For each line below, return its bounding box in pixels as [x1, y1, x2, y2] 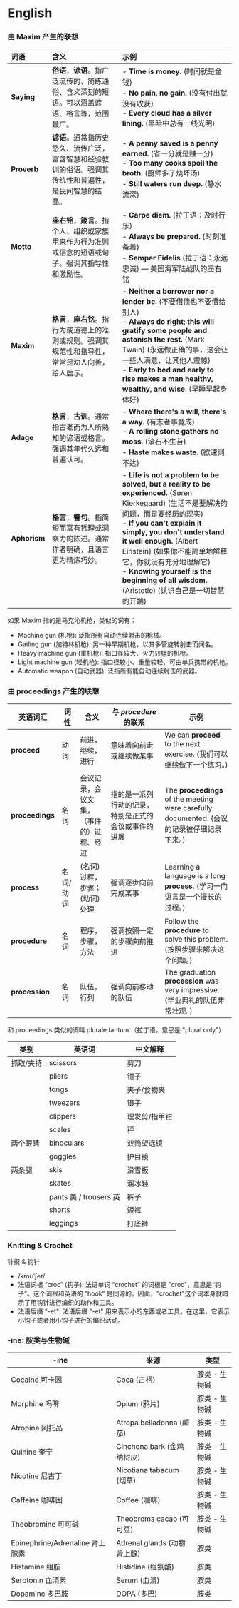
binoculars [48, 1138, 85, 1148]
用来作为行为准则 [52, 237, 110, 247]
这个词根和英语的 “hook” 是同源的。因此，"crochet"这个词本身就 [33, 1289, 223, 1298]
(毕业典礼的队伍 [164, 995, 218, 1005]
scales [48, 1124, 71, 1134]
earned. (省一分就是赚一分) [122, 148, 213, 158]
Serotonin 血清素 [11, 1575, 67, 1585]
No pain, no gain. [129, 88, 187, 98]
